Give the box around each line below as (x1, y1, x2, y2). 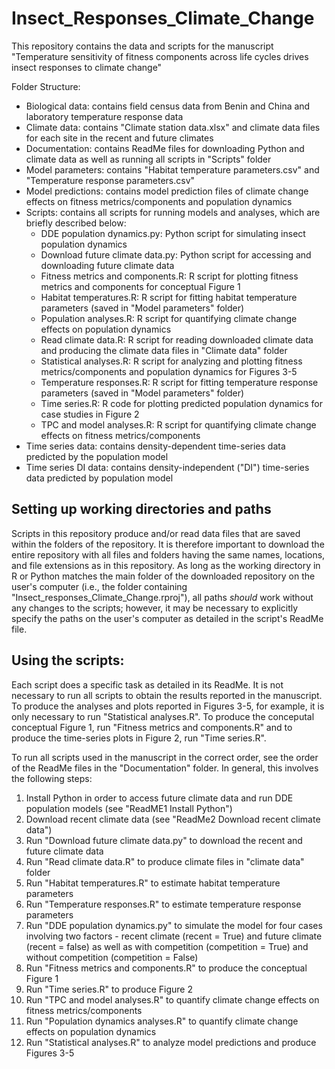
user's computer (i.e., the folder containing (11, 580, 188, 592)
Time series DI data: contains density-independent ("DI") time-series (25, 461, 310, 473)
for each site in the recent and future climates (25, 132, 214, 144)
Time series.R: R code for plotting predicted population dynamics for (40, 397, 323, 409)
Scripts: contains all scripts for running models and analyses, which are (25, 206, 321, 218)
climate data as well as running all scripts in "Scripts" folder (25, 153, 272, 165)
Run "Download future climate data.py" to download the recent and (25, 834, 303, 846)
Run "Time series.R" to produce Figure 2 (25, 983, 193, 995)
